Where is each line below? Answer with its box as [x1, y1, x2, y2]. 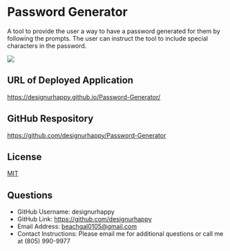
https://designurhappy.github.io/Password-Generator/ [7, 92, 161, 101]
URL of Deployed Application [7, 74, 133, 86]
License [7, 151, 42, 163]
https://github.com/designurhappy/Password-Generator [7, 131, 166, 139]
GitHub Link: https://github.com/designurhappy [17, 215, 152, 223]
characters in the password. [7, 41, 87, 50]
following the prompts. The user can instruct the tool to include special [7, 34, 209, 42]
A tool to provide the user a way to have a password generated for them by [7, 27, 221, 35]
